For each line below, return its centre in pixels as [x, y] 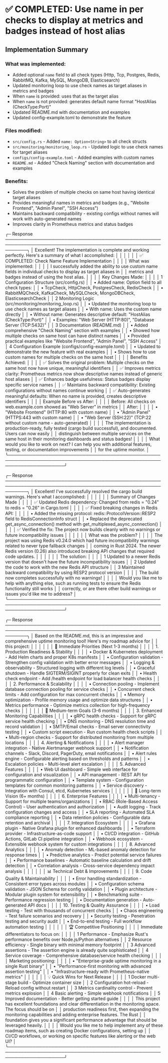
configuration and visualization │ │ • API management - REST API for [76, 775]
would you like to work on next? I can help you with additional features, [78, 444]
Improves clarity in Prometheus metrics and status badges [73, 224]
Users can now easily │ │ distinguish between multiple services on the [78, 434]
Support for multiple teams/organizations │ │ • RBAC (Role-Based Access [81, 801]
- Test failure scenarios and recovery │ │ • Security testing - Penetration [80, 916]
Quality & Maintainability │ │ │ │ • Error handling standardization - [73, 878]
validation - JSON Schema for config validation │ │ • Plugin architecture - [81, 889]
